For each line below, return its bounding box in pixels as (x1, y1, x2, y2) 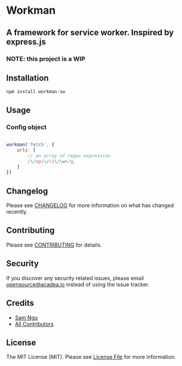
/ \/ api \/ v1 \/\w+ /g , (27, 158, 76, 164)
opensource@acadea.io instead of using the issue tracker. (6, 281, 150, 288)
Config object (6, 123, 47, 131)
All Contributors (14, 320, 54, 327)
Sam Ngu (14, 314, 38, 321)
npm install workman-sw (6, 89, 66, 95)
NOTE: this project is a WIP (6, 54, 85, 63)
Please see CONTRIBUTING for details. (6, 241, 103, 248)
